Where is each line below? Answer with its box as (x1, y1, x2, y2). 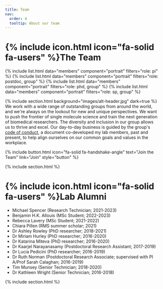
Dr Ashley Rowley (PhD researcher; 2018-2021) (12, 228, 107, 234)
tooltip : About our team (9, 20, 60, 26)
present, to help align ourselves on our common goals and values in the (5, 135, 148, 140)
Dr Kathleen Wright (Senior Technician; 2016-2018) (12, 270, 114, 275)
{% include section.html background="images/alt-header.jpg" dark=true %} (5, 98, 157, 104)
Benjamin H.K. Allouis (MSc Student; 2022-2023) (12, 212, 111, 218)
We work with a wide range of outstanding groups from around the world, (5, 103, 152, 110)
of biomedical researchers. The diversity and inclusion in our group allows (5, 119, 154, 125)
